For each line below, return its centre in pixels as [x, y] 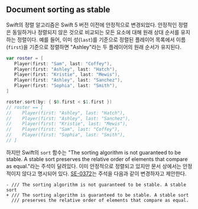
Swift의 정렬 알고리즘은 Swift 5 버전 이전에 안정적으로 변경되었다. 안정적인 [92, 25]
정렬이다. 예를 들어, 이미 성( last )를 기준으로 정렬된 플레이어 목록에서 [96, 39]
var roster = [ [25, 58]
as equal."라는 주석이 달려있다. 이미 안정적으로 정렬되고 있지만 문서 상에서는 [94, 166]
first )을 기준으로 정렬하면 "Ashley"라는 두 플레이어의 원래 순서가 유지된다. [95, 47]
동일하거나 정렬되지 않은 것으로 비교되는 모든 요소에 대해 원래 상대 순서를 [96, 32]
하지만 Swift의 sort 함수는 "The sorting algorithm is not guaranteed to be [94, 152]
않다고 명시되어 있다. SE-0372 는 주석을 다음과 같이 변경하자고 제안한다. [104, 173]
